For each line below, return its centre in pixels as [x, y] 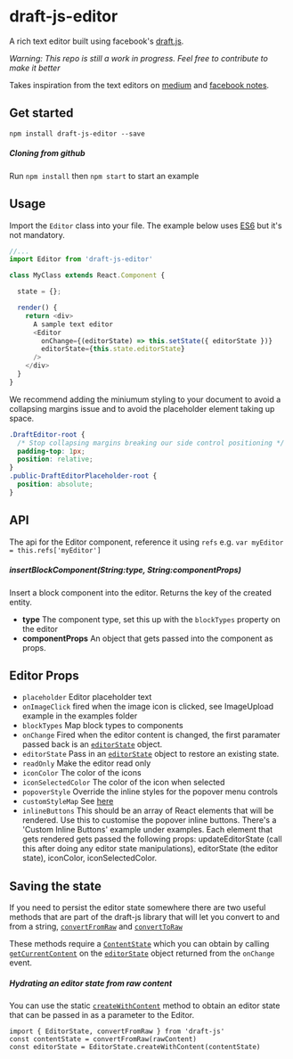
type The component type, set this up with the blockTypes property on [151, 619]
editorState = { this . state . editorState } [113, 349]
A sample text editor [73, 324]
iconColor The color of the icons [81, 773]
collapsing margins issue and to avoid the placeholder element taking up [142, 408]
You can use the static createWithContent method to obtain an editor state [145, 1006]
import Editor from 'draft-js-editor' [81, 259]
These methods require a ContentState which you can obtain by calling [139, 944]
